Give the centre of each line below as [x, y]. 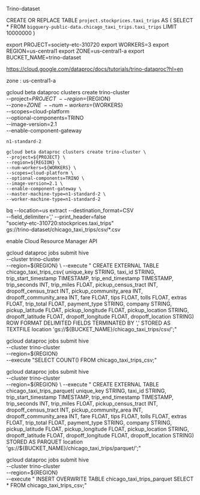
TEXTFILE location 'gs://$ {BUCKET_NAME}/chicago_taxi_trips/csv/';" [92, 329]
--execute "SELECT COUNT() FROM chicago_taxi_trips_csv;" [82, 360]
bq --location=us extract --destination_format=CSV [70, 210]
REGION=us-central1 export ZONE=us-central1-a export [75, 51]
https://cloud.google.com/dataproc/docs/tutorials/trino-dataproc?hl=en [95, 69]
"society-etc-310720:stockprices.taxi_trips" [60, 223]
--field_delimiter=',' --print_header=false [56, 217]
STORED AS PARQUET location [44, 442]
